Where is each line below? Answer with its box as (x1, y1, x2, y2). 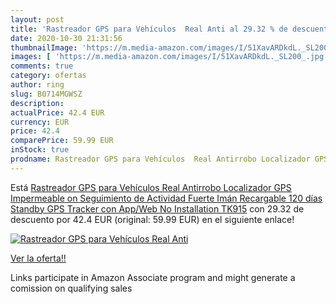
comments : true (10, 61, 74, 71)
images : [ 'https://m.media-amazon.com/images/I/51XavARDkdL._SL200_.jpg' (10, 52, 329, 62)
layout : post (10, 14, 65, 25)
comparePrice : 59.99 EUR (10, 136, 114, 146)
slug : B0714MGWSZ (10, 89, 83, 99)
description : (10, 98, 65, 108)
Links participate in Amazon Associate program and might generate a (10, 271, 296, 283)
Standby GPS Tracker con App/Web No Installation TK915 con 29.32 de (10, 202, 305, 215)
